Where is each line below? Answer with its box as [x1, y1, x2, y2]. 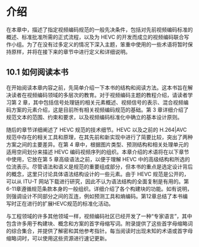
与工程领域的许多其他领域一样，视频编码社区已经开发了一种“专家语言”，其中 [6, 212, 192, 219]
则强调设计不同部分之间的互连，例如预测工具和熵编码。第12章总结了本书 [6, 193, 183, 200]
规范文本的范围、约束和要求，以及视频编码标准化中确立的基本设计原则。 [6, 113, 182, 121]
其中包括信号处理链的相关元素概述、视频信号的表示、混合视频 [33, 99, 184, 106]
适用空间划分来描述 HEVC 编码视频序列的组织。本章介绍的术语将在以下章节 [6, 148, 190, 155]
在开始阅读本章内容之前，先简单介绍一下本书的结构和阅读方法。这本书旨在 [6, 84, 188, 91]
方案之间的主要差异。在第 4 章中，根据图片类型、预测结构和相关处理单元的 [6, 141, 189, 148]
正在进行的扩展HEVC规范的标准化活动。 [16, 200, 114, 207]
